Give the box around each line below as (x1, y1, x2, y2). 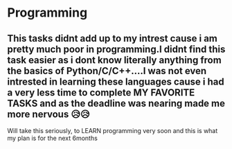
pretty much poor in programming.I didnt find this (7, 43, 226, 55)
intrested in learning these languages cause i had (7, 76, 224, 87)
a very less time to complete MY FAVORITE (7, 87, 195, 98)
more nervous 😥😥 (7, 108, 90, 120)
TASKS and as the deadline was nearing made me (7, 97, 226, 109)
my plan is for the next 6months (7, 134, 98, 142)
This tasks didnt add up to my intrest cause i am (7, 33, 218, 44)
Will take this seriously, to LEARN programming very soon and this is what (7, 127, 218, 134)
